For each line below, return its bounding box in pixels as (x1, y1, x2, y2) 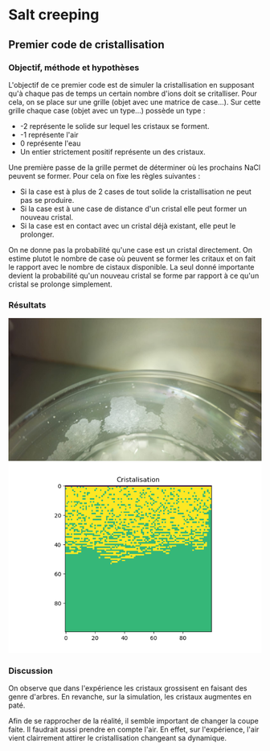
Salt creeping (8, 6, 100, 24)
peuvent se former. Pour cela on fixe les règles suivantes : (8, 171, 201, 180)
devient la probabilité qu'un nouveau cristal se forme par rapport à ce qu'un (8, 270, 260, 280)
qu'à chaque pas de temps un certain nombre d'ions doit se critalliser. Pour (8, 89, 257, 98)
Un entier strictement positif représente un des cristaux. (19, 146, 207, 156)
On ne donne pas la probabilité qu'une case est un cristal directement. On (8, 245, 253, 254)
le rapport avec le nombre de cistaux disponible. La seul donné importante (8, 262, 255, 271)
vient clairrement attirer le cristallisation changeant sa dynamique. (8, 732, 227, 742)
